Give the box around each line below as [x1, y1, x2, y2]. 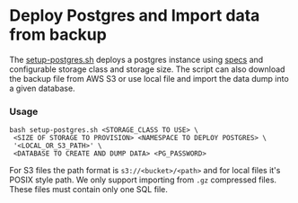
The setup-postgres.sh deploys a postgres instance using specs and [9, 54, 264, 65]
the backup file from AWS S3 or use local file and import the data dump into [9, 73, 289, 84]
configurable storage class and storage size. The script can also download [9, 64, 285, 75]
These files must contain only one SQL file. [9, 184, 169, 195]
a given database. [9, 83, 75, 93]
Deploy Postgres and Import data [9, 5, 260, 26]
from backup [9, 24, 108, 45]
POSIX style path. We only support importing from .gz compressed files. [9, 174, 276, 185]
